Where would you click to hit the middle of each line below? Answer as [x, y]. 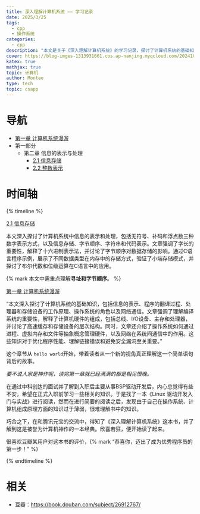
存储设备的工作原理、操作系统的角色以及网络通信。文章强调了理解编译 [108, 311]
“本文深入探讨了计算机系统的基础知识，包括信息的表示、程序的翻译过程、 [96, 304]
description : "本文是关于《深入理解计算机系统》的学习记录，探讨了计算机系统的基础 [98, 51]
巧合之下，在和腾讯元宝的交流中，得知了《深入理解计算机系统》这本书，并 [97, 421]
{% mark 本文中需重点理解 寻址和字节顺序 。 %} [64, 278]
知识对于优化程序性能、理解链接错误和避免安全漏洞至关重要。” [87, 341]
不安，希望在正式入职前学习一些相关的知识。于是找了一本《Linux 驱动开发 [97, 394]
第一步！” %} [22, 449]
